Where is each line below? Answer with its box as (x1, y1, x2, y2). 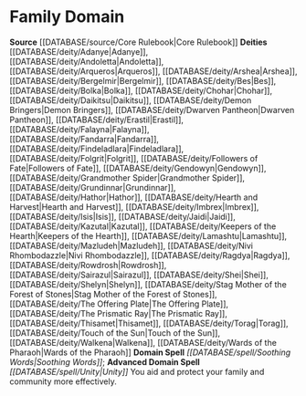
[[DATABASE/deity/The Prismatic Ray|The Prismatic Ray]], (9, 307, 228, 318)
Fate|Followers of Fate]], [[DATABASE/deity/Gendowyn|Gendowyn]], (9, 162, 267, 173)
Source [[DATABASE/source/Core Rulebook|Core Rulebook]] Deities (9, 36, 268, 47)
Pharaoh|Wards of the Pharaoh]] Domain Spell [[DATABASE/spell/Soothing (9, 347, 291, 358)
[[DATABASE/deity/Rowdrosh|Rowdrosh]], (9, 259, 167, 270)
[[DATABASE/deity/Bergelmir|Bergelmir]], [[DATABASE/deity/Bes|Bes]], (9, 75, 277, 86)
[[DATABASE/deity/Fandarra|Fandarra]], (9, 133, 160, 144)
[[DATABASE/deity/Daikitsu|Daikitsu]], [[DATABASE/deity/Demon (9, 94, 252, 106)
